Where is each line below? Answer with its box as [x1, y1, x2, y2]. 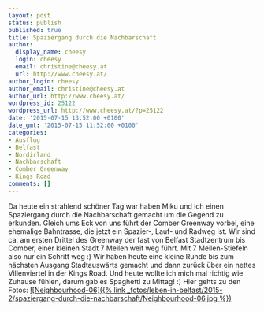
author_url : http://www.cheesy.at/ [8, 92, 125, 100]
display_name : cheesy [15, 48, 87, 56]
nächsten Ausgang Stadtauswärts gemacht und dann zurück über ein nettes [8, 260, 256, 269]
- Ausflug [8, 135, 41, 144]
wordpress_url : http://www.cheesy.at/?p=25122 [8, 107, 164, 115]
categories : [8, 128, 47, 136]
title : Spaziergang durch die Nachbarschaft [8, 33, 157, 42]
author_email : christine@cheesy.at [8, 84, 125, 93]
